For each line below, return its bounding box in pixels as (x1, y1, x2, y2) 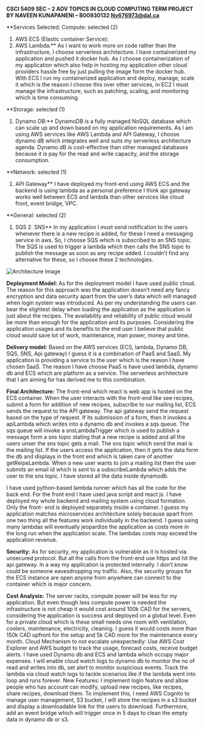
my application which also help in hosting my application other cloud (15, 61, 188, 68)
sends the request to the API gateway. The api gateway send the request (6, 407, 189, 415)
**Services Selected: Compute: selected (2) (6, 24, 118, 31)
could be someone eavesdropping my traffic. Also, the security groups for (6, 568, 192, 574)
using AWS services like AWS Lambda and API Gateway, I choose (15, 131, 180, 138)
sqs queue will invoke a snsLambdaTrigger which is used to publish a (6, 427, 180, 434)
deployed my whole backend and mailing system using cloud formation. (6, 497, 187, 504)
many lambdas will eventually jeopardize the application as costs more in (6, 523, 189, 530)
